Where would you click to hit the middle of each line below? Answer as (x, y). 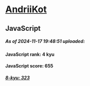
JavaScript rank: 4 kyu (30, 54)
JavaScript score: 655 (29, 66)
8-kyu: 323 (17, 77)
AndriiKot (26, 9)
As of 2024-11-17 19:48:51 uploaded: (45, 41)
